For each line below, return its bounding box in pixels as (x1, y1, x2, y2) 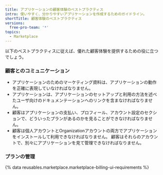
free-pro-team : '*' (9, 25, 49, 30)
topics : (5, 30, 21, 34)
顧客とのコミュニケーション (5, 67, 70, 74)
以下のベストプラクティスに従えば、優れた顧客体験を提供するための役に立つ (5, 48, 159, 54)
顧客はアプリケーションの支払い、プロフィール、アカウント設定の (12, 110, 145, 115)
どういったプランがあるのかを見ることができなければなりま (29, 116, 148, 122)
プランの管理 (5, 153, 36, 160)
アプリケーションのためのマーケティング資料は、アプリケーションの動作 (12, 80, 157, 85)
